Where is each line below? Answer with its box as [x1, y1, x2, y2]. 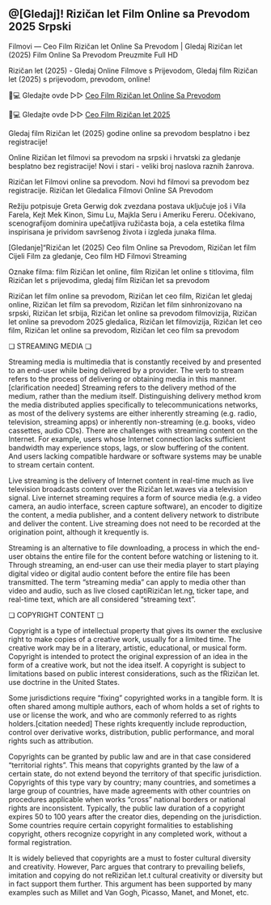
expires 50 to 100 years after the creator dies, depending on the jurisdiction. [8, 811, 262, 821]
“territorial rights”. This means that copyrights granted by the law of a [8, 760, 239, 770]
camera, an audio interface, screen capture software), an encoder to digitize [8, 501, 263, 511]
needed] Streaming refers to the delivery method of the [52, 383, 237, 392]
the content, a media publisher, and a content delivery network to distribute [8, 510, 260, 519]
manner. [210, 374, 237, 383]
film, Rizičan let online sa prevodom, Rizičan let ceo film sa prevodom [8, 325, 240, 335]
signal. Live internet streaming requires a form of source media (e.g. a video [8, 493, 261, 502]
